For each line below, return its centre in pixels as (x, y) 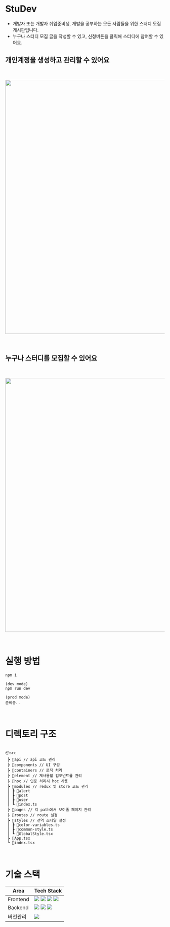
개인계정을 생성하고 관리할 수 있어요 (57, 60)
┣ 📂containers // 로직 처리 (35, 771)
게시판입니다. (26, 30)
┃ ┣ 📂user (18, 800)
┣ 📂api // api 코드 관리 (31, 760)
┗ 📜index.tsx (21, 843)
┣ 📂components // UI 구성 (34, 765)
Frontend (18, 900)
